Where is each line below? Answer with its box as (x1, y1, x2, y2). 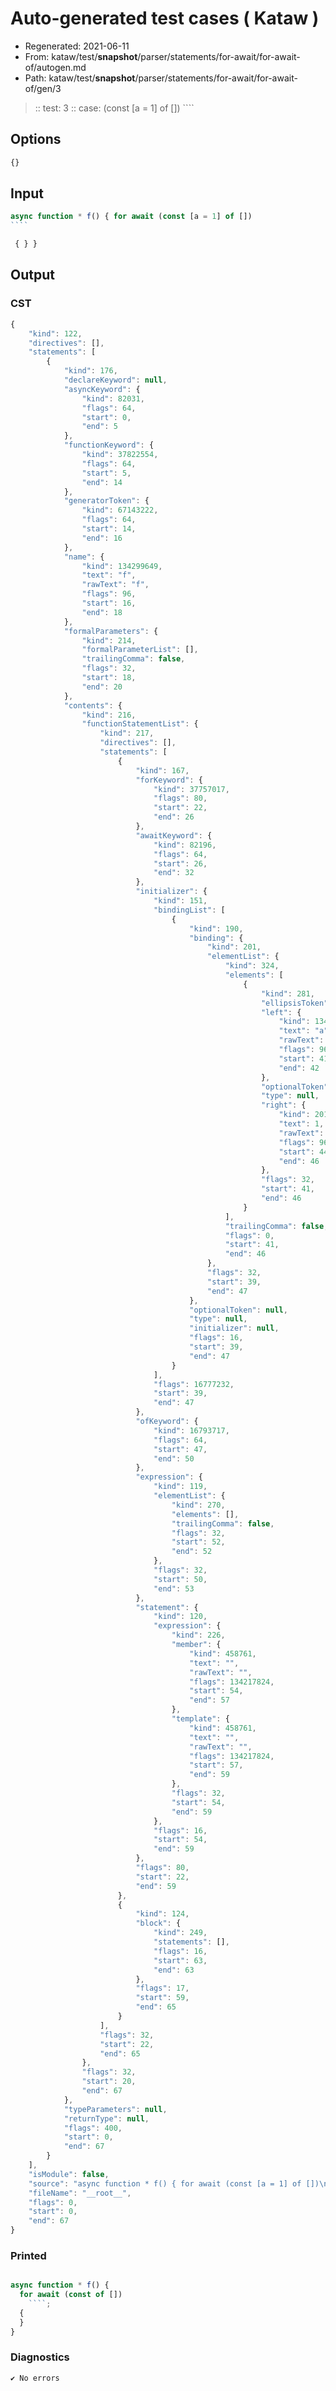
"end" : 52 (171, 1547, 213, 1557)
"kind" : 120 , (153, 1612, 208, 1622)
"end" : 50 (153, 1453, 195, 1464)
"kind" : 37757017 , (153, 784, 230, 794)
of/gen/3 (24, 82, 62, 94)
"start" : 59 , (135, 1993, 190, 2003)
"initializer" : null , (189, 1323, 280, 1334)
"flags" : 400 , (63, 2123, 123, 2133)
